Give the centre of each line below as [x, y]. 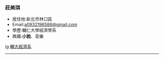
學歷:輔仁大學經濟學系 [34, 30]
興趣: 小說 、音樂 [28, 36]
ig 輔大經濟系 [18, 46]
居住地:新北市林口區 [32, 19]
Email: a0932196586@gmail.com [45, 25]
